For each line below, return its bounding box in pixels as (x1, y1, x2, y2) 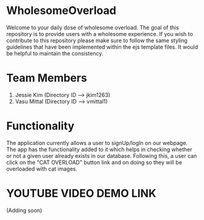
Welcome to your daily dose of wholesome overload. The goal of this (6, 24, 180, 31)
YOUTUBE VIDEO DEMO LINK (6, 186, 157, 200)
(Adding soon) (6, 207, 43, 214)
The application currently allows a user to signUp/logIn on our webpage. (6, 139, 188, 146)
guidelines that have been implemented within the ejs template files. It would (6, 43, 199, 51)
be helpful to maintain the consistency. (6, 49, 104, 57)
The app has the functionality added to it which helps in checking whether (6, 146, 192, 153)
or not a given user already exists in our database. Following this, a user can (6, 152, 197, 159)
